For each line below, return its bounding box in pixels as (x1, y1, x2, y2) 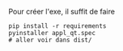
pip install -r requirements (8, 22, 107, 30)
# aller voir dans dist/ (8, 36, 92, 44)
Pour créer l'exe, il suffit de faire (8, 7, 116, 16)
